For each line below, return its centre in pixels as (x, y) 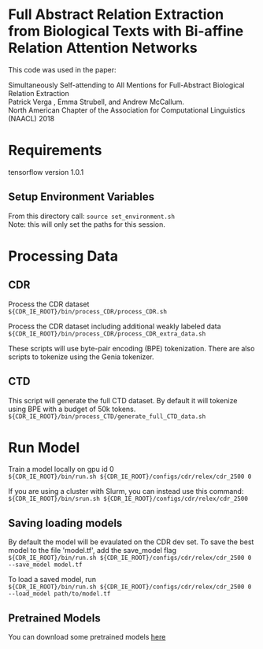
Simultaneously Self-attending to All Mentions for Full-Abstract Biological (126, 85)
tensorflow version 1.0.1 (46, 172)
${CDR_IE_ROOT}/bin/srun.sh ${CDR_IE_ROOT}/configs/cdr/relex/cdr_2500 (128, 499)
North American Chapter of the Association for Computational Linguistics (127, 110)
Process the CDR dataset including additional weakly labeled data (115, 326)
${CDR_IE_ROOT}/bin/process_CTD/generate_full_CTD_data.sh (107, 416)
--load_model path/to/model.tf (59, 594)
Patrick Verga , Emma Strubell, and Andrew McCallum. (96, 102)
